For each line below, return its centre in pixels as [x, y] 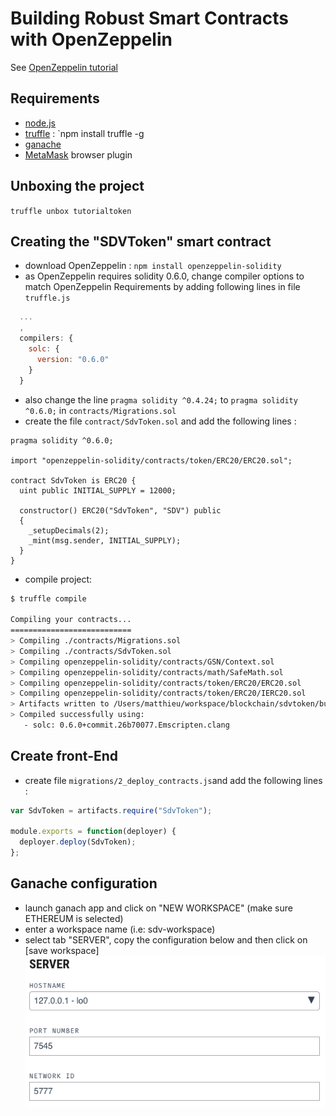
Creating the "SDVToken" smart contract [141, 241]
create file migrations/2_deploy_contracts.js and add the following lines [173, 780]
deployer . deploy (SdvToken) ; [78, 842]
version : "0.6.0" [73, 359]
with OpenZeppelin [91, 39]
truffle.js [47, 298]
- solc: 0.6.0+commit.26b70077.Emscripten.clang [126, 725]
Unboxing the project [77, 186]
